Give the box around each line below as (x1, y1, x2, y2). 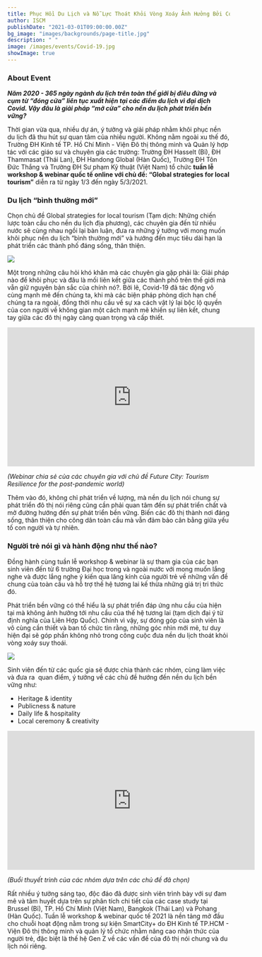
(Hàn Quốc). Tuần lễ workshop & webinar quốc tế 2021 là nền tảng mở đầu (7, 912, 225, 920)
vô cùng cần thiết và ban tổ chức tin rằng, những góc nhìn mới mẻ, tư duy (7, 623, 221, 632)
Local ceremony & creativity (17, 716, 100, 725)
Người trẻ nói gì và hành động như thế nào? (7, 541, 157, 551)
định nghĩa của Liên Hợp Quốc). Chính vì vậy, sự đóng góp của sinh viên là (7, 616, 225, 624)
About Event (7, 73, 51, 83)
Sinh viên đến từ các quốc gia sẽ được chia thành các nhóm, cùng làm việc (7, 665, 226, 674)
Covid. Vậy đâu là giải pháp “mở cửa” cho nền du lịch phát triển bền (7, 104, 212, 113)
